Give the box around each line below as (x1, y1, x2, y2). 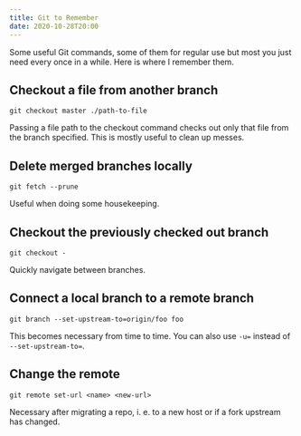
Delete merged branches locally (9, 158, 193, 173)
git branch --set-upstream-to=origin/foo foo (9, 315, 183, 324)
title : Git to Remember (9, 13, 99, 23)
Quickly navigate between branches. (9, 264, 146, 275)
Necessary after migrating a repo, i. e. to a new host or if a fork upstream (9, 406, 281, 417)
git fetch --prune (9, 182, 79, 191)
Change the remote (9, 366, 120, 382)
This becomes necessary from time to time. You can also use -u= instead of (9, 330, 291, 341)
